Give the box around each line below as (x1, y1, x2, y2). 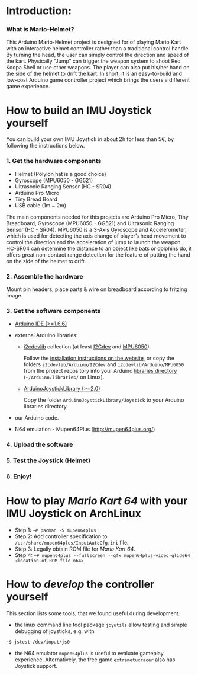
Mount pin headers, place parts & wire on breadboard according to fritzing (6, 286, 187, 293)
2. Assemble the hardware (6, 272, 83, 280)
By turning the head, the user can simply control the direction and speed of (6, 52, 189, 59)
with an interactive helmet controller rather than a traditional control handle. (6, 45, 190, 52)
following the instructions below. (6, 142, 85, 149)
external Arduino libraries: (14, 332, 78, 339)
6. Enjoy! (6, 472, 32, 481)
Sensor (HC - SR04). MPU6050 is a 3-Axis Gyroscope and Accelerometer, (6, 226, 187, 233)
